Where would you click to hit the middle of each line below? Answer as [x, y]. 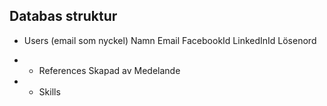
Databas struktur [63, 16]
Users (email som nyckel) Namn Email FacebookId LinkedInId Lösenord [170, 40]
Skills [49, 91]
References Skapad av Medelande [109, 70]
